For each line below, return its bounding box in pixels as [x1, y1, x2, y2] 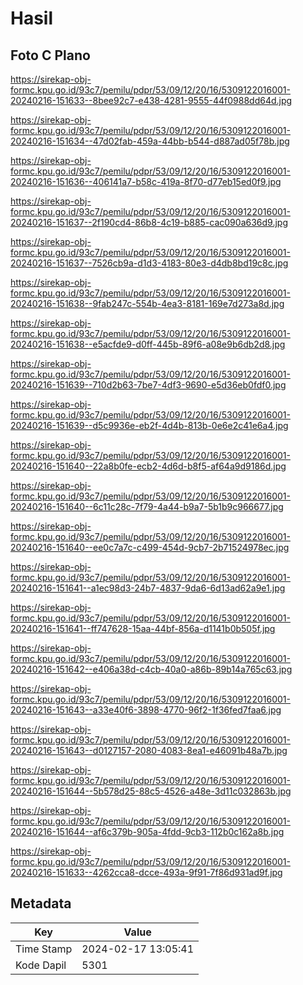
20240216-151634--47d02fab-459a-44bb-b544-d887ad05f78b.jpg [10, 135, 290, 147]
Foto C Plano [10, 47, 91, 64]
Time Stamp [15, 942, 73, 956]
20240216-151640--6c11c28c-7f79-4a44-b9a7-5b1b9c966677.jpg [10, 501, 284, 512]
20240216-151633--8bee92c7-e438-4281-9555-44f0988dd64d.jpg [10, 95, 293, 106]
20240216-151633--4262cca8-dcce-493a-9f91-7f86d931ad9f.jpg [10, 867, 283, 878]
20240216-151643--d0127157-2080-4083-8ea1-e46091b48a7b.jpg [10, 745, 288, 756]
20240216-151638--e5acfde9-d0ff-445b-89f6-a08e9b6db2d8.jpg [10, 338, 286, 350]
